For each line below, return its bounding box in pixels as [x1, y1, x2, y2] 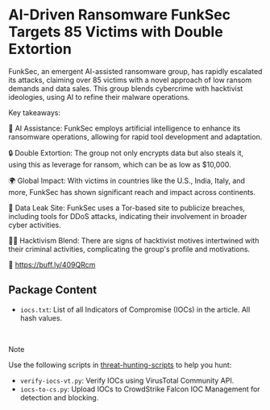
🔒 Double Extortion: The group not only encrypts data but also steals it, [8, 147, 244, 158]
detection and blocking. [19, 392, 99, 402]
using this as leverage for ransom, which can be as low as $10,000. [8, 159, 231, 169]
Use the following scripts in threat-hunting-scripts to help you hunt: [8, 360, 232, 370]
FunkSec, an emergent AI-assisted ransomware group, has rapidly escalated [8, 66, 263, 76]
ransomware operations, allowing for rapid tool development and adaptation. [8, 131, 263, 142]
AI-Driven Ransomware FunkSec [8, 6, 231, 24]
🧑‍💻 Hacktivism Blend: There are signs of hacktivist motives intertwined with [8, 235, 260, 245]
